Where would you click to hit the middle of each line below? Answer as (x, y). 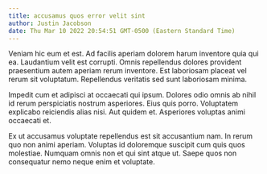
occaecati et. (30, 121)
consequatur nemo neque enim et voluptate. (82, 162)
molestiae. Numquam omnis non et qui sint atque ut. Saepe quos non (123, 153)
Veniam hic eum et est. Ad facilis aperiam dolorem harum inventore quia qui (133, 54)
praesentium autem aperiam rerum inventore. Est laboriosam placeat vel (127, 71)
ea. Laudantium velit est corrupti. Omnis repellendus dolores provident (125, 62)
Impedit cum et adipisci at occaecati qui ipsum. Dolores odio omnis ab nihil (132, 95)
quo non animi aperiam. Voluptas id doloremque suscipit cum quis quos (127, 145)
